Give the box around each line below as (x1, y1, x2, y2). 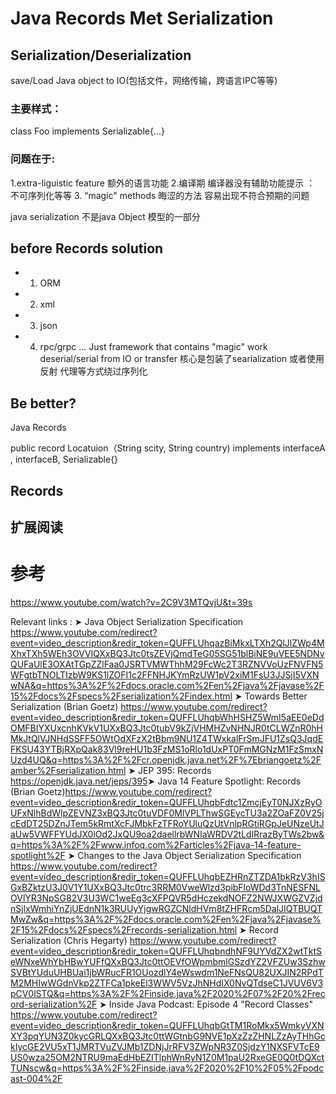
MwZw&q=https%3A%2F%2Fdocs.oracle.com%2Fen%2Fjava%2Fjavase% (10, 913, 322, 925)
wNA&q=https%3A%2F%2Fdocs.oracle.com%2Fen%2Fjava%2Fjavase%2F (10, 679, 325, 691)
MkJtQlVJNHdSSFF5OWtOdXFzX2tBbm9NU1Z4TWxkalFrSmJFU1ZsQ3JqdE (10, 732, 324, 744)
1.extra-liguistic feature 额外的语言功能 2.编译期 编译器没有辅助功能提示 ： (10, 177, 316, 189)
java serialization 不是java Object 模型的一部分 (10, 210, 201, 222)
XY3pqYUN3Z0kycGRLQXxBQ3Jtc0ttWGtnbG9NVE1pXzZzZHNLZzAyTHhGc (10, 1030, 326, 1042)
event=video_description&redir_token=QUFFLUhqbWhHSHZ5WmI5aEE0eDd (10, 711, 325, 723)
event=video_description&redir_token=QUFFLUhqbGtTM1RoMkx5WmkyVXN (10, 1019, 325, 1031)
